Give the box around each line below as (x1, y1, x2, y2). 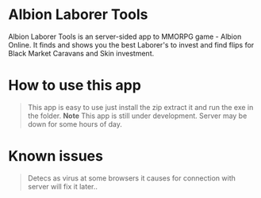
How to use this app (8, 77, 141, 94)
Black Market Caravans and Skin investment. (8, 48, 155, 58)
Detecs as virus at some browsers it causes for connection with (27, 173, 236, 183)
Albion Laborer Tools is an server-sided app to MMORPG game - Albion (8, 32, 242, 41)
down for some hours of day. (27, 119, 123, 128)
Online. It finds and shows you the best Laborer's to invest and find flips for (8, 40, 255, 49)
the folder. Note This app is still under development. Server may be (27, 111, 248, 120)
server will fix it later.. (27, 181, 98, 191)
